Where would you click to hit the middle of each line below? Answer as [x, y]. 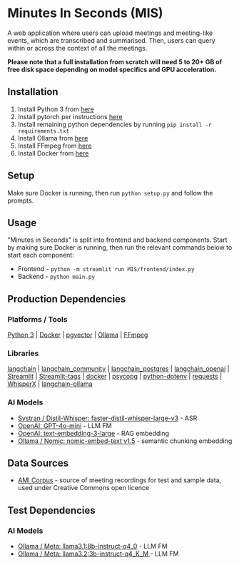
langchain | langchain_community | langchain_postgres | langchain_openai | [118, 369]
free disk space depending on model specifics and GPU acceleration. [112, 69]
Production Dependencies [67, 299]
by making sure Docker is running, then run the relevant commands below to [120, 248]
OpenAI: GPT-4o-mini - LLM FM [65, 425]
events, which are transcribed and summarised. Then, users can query [111, 40]
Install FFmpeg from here [55, 146]
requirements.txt [44, 131]
